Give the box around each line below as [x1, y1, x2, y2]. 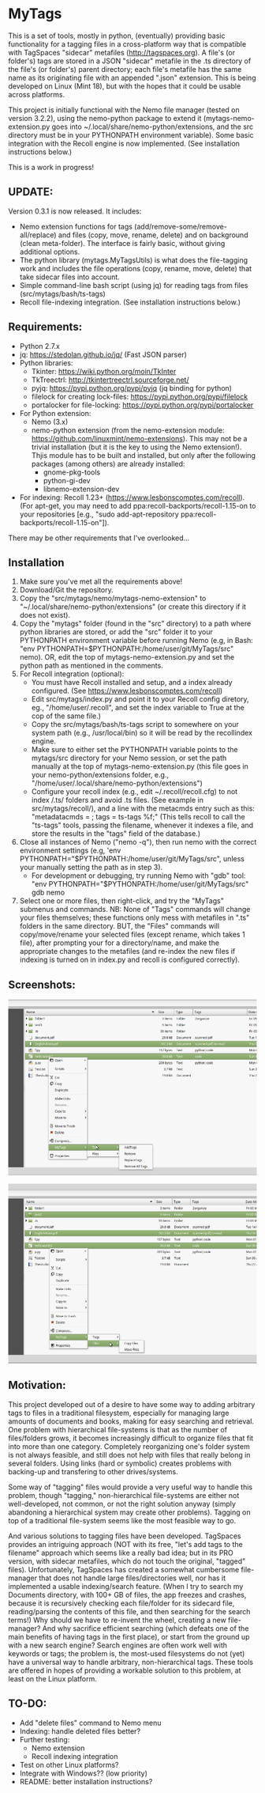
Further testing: [19, 1734, 70, 1744]
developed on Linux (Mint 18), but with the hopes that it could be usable [8, 81, 241, 91]
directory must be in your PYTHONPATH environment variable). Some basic [8, 130, 254, 139]
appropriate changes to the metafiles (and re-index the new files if [19, 947, 236, 956]
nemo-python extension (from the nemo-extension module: [31, 425, 225, 435]
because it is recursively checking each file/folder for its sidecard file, [8, 1598, 235, 1608]
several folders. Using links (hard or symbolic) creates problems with [8, 1458, 232, 1468]
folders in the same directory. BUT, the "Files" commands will [19, 921, 219, 931]
